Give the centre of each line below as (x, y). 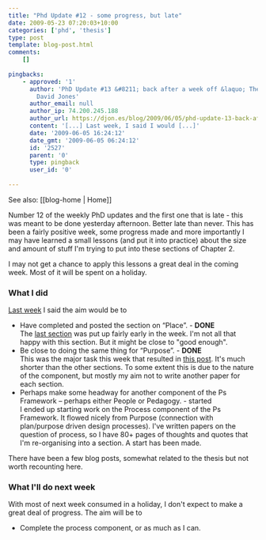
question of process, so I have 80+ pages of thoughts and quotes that (134, 435)
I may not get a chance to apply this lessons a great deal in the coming (123, 264)
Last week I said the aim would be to (68, 310)
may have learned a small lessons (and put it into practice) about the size (127, 240)
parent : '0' (49, 155)
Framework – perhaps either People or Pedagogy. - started (116, 401)
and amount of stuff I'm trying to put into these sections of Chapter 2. (122, 248)
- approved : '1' (49, 81)
